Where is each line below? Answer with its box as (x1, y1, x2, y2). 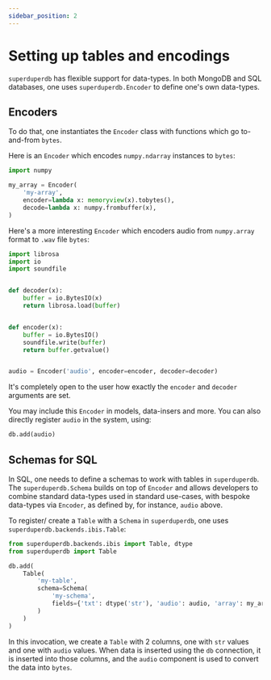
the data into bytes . (8, 662, 73, 672)
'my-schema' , (51, 592, 95, 600)
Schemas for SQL (8, 453, 98, 467)
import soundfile (8, 265, 67, 273)
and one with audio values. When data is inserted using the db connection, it (8, 645, 261, 655)
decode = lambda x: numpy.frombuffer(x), (23, 204, 157, 212)
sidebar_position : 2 (8, 11, 78, 20)
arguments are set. (8, 391, 71, 401)
